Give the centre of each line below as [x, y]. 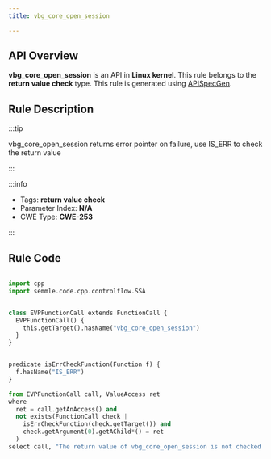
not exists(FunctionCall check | [72, 417]
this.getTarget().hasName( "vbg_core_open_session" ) [111, 328]
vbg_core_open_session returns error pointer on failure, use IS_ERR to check [135, 144]
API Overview [44, 56]
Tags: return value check [63, 200]
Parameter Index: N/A [56, 208]
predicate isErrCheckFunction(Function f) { [84, 364]
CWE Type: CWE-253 [56, 217]
